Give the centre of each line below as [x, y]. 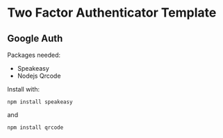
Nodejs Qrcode [39, 76]
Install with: [24, 89]
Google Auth [35, 38]
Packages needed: [34, 55]
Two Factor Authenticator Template [112, 13]
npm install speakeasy [40, 102]
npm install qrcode [35, 128]
